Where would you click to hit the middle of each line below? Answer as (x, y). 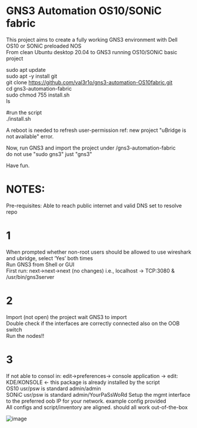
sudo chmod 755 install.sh (38, 95)
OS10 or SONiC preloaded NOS (44, 46)
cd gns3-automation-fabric (39, 88)
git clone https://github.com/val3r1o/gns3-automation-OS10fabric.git (89, 82)
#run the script (24, 112)
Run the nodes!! (25, 336)
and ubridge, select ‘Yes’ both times (49, 258)
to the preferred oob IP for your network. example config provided (86, 401)
